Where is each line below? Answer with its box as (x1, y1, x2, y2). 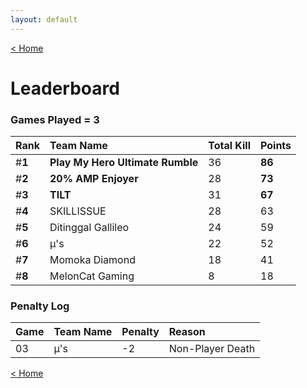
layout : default (10, 14, 78, 25)
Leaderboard (10, 77, 120, 100)
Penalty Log (10, 299, 70, 313)
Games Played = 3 (10, 112, 100, 126)
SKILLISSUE (49, 204, 107, 218)
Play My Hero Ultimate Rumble (49, 156, 199, 170)
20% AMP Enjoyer (49, 172, 139, 186)
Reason (168, 325, 206, 339)
